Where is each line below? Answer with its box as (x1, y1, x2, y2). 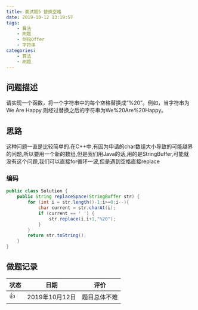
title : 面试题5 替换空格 (6, 8, 61, 15)
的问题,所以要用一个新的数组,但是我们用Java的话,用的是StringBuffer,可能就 (6, 151, 190, 158)
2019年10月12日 (27, 293, 76, 302)
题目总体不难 (82, 293, 118, 302)
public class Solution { (6, 188, 68, 194)
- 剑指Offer (17, 36, 45, 42)
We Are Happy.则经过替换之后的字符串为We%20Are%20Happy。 (6, 107, 167, 114)
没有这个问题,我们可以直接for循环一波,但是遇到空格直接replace (6, 158, 160, 165)
